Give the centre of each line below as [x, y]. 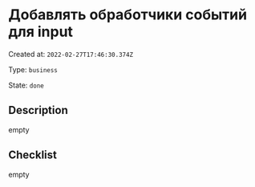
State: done [26, 85]
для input [41, 32]
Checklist [33, 155]
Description [38, 110]
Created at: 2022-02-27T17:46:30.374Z [71, 54]
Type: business [33, 69]
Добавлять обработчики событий [127, 15]
